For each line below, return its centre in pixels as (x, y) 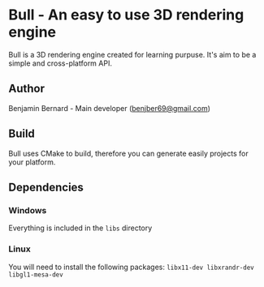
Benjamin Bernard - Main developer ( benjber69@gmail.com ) (110, 108)
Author (26, 89)
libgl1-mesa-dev (36, 274)
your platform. (32, 162)
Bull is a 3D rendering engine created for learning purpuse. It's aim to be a (132, 54)
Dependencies (46, 187)
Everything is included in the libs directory (80, 228)
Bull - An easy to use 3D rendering (126, 15)
